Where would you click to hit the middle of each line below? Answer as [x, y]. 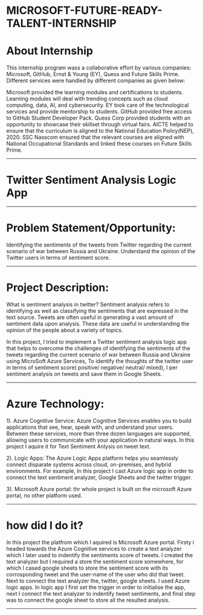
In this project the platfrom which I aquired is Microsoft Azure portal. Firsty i [100, 542]
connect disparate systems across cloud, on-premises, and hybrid [89, 464]
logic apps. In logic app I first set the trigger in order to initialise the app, [96, 587]
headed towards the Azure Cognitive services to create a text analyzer [94, 549]
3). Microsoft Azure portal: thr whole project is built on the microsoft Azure [99, 489]
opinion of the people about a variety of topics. [65, 330]
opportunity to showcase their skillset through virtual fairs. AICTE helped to [100, 124]
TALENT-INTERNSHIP [61, 23]
